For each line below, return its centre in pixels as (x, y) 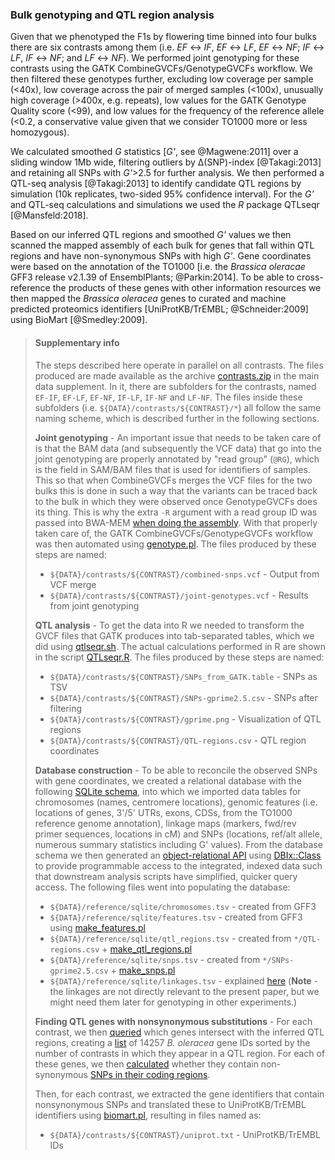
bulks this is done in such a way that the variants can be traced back (176, 490)
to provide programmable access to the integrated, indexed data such (178, 865)
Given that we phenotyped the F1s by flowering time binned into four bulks (163, 37)
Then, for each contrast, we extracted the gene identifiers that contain (179, 1094)
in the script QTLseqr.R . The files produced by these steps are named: (179, 657)
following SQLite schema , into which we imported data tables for (168, 791)
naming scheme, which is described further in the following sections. (177, 418)
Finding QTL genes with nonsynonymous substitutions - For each (173, 1021)
